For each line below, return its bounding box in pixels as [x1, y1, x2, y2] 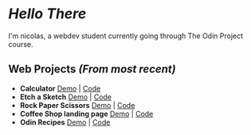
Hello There [8, 5, 87, 23]
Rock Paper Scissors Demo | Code [19, 100, 135, 110]
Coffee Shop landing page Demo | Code [19, 109, 154, 118]
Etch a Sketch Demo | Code [19, 92, 112, 102]
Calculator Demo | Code [19, 83, 101, 93]
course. [8, 39, 33, 48]
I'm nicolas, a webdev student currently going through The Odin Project [8, 31, 244, 40]
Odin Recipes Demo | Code [19, 117, 111, 127]
